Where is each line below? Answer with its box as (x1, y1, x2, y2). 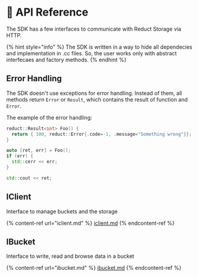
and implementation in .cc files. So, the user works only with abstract (6, 49, 177, 56)
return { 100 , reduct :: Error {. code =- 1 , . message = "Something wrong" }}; (11, 131, 192, 137)
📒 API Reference (6, 5, 89, 19)
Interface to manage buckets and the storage (6, 207, 118, 215)
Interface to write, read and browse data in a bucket (6, 252, 134, 260)
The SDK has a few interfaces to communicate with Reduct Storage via (6, 25, 182, 32)
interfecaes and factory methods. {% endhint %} (6, 56, 127, 63)
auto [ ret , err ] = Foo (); (6, 147, 71, 154)
